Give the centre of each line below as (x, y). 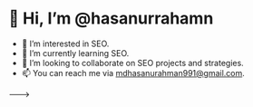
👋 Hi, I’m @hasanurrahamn (111, 19)
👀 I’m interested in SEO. (65, 44)
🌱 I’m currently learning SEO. (75, 53)
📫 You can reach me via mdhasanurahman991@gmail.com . (133, 73)
